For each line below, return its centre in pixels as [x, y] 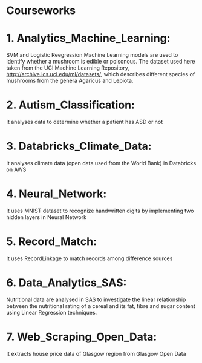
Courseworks [41, 11]
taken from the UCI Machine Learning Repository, [68, 68]
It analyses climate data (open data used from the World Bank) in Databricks [101, 163]
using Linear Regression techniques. [52, 312]
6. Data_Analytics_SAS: [67, 283]
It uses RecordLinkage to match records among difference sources [90, 258]
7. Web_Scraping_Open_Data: [82, 337]
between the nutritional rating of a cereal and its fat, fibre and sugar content [101, 306]
